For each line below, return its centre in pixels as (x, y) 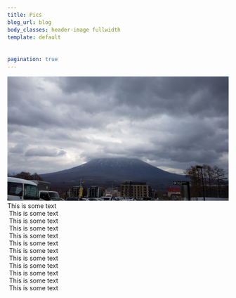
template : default (34, 37)
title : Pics (25, 15)
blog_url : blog (29, 22)
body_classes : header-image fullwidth (64, 30)
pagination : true (33, 60)
